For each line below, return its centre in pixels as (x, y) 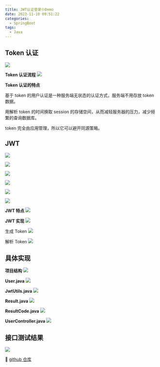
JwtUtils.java (19, 291)
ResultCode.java (22, 311)
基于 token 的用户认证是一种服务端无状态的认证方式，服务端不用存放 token (80, 95)
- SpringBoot (23, 23)
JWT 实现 (15, 221)
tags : (10, 28)
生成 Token (16, 231)
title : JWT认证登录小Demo (29, 9)
